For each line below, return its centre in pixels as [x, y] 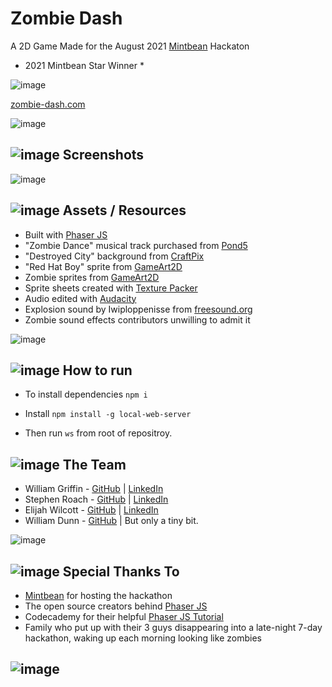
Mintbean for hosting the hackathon [98, 595]
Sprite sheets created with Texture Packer [111, 288]
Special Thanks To [121, 571]
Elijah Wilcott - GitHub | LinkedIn [91, 510]
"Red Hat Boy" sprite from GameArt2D [103, 266]
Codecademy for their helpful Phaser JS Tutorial [124, 616]
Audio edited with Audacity [80, 298]
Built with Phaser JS [66, 234]
